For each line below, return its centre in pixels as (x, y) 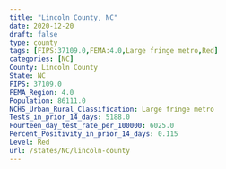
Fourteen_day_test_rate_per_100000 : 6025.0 (92, 126)
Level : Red (30, 142)
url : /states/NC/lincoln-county (70, 150)
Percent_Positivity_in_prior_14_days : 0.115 (94, 134)
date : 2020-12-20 (42, 26)
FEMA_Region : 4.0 (42, 92)
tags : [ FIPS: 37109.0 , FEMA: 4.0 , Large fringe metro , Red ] (114, 51)
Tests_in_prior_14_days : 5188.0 (70, 117)
